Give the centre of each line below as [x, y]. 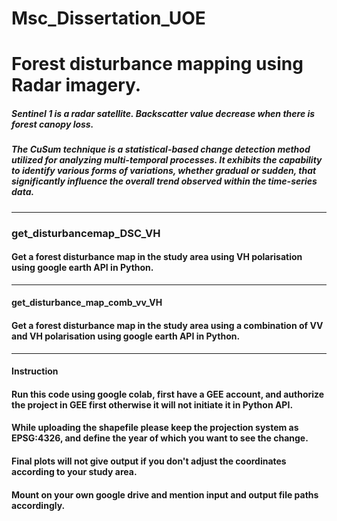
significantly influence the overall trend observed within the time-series [164, 181]
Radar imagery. [76, 85]
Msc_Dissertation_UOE [108, 18]
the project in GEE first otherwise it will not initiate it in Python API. [152, 404]
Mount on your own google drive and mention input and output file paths [165, 494]
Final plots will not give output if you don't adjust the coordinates [149, 461]
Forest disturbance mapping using [157, 64]
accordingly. [38, 505]
